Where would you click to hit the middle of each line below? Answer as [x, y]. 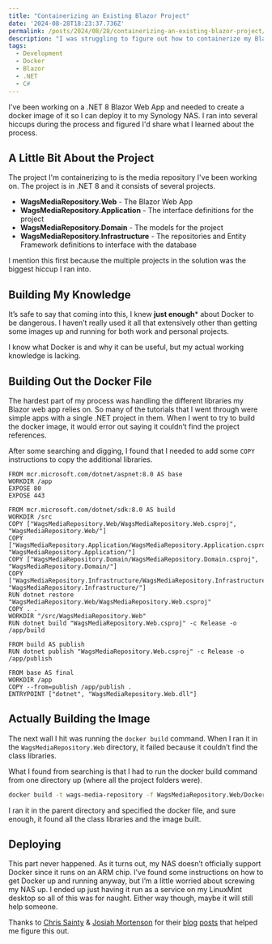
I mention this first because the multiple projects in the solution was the [127, 261]
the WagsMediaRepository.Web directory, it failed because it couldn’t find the [133, 747]
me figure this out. [39, 931]
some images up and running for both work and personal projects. [119, 331]
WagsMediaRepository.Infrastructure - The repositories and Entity [133, 237]
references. [28, 435]
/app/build [27, 630]
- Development [39, 53]
